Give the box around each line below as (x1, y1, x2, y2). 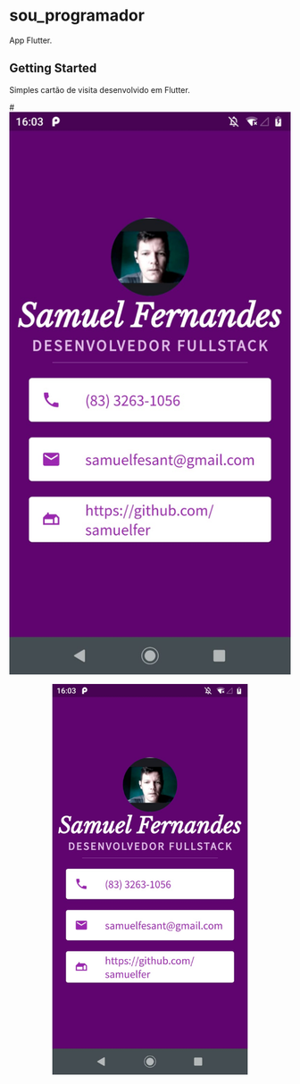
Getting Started (9, 61, 97, 76)
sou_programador (9, 5, 146, 26)
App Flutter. (9, 35, 53, 46)
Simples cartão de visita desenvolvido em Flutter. (9, 84, 190, 95)
